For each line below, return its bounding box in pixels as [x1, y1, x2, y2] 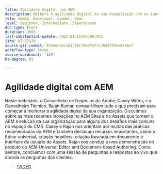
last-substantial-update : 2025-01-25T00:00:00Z [5, 34, 103, 39]
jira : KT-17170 [5, 39, 36, 44]
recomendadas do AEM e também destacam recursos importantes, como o [5, 129, 155, 135]
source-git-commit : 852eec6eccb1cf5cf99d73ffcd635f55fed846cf [5, 43, 133, 48]
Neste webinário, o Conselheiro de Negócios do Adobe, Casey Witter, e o [5, 98, 152, 104]
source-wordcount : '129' [5, 52, 55, 57]
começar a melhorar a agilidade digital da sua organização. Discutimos [5, 108, 147, 114]
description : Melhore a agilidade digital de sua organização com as [5, 12, 149, 16]
